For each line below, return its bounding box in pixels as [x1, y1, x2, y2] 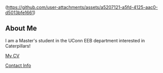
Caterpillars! [5, 43, 31, 49]
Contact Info [5, 62, 31, 68]
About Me [5, 24, 37, 33]
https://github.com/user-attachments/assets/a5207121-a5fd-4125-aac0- [7, 5, 158, 10]
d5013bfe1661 [5, 10, 34, 16]
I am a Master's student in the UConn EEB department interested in [5, 37, 145, 43]
